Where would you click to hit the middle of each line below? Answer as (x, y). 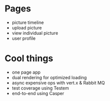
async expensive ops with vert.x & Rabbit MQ (58, 83)
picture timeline (28, 22)
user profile (24, 38)
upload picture (27, 27)
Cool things (29, 58)
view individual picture (35, 33)
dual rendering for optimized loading (49, 77)
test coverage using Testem (40, 88)
